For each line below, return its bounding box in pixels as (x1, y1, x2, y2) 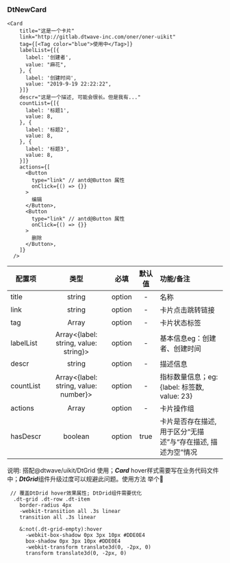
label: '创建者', (25, 54, 72, 61)
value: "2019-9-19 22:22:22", (25, 81, 112, 88)
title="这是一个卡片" (19, 27, 75, 35)
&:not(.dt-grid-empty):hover (19, 526, 103, 533)
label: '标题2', (25, 127, 70, 134)
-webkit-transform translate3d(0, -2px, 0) (25, 544, 152, 551)
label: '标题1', (25, 108, 70, 114)
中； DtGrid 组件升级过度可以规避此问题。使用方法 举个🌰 (7, 475, 164, 484)
